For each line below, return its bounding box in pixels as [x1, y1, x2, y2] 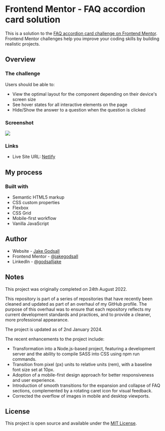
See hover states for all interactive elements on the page [12, 102, 127, 108]
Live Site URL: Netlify [12, 154, 56, 160]
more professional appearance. [5, 317, 69, 323]
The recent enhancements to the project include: [5, 336, 105, 342]
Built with [5, 183, 29, 190]
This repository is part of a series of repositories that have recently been [5, 296, 153, 302]
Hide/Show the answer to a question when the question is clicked [12, 107, 146, 112]
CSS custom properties [12, 199, 60, 205]
